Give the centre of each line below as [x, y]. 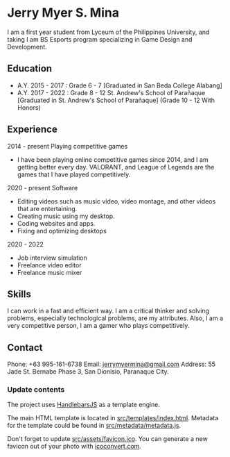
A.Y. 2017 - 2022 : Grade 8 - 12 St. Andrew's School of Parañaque [111, 92]
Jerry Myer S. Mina [63, 13]
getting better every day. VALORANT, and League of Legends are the [116, 167]
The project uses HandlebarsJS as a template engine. [84, 405]
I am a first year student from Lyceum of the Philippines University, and [108, 32]
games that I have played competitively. [74, 174]
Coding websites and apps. [56, 223]
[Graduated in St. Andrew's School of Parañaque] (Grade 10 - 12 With [116, 100]
